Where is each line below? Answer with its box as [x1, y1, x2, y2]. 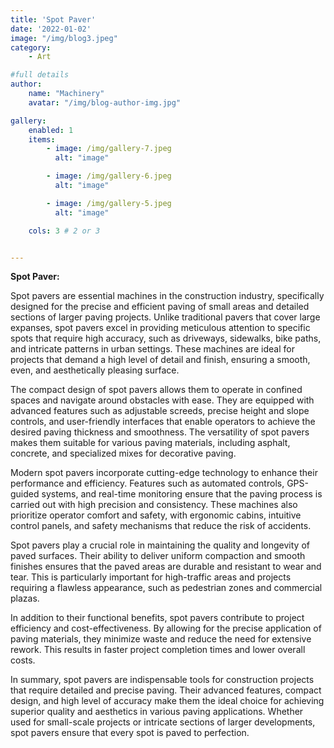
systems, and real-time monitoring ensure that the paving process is [41, 488, 323, 500]
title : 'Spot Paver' [10, 14, 97, 25]
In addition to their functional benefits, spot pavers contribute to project [10, 612, 305, 624]
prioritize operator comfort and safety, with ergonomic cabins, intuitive [10, 509, 302, 521]
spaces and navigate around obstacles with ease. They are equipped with [10, 394, 315, 406]
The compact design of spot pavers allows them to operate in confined [10, 384, 303, 396]
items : [28, 134, 56, 145]
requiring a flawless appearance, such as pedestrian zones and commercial [10, 582, 323, 594]
